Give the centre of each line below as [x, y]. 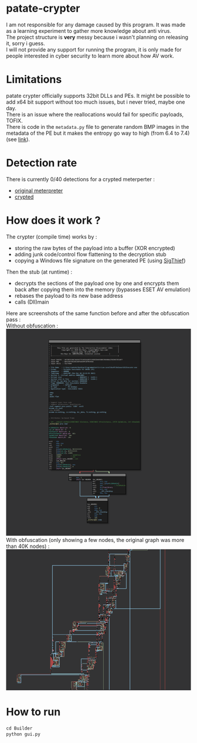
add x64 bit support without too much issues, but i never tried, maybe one [96, 102]
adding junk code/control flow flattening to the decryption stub [90, 254]
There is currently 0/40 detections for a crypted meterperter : [81, 179]
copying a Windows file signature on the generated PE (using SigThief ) [100, 260]
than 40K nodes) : [28, 546]
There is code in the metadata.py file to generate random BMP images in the [98, 127]
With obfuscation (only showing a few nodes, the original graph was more [95, 540]
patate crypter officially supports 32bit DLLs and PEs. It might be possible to [98, 96]
